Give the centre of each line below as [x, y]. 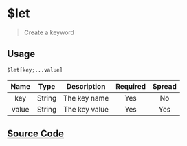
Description [86, 86]
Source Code [35, 134]
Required [131, 86]
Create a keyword [49, 32]
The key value [86, 109]
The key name [86, 98]
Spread [165, 86]
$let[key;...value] [35, 70]
